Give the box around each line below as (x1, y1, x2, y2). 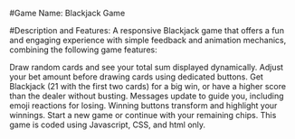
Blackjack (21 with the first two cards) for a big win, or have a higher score (9, 81, 287, 91)
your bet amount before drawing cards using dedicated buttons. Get (9, 71, 264, 82)
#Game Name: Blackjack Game (9, 8, 126, 18)
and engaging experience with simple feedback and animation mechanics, (9, 35, 287, 45)
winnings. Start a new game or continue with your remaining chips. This (9, 110, 277, 120)
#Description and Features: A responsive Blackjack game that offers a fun (9, 25, 285, 35)
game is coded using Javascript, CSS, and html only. (9, 119, 206, 130)
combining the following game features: (9, 44, 157, 55)
